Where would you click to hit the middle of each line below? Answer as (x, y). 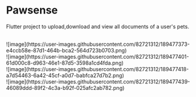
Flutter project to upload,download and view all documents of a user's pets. (98, 26)
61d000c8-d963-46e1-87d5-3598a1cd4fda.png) (65, 63)
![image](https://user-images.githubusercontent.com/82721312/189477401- (98, 56)
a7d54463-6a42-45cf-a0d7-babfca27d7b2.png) (65, 75)
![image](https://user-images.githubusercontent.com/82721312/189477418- (98, 69)
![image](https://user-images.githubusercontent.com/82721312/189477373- (98, 44)
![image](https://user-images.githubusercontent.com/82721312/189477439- (98, 81)
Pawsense (32, 10)
